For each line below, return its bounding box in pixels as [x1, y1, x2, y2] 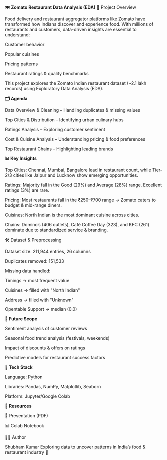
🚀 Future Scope [5, 316, 37, 322]
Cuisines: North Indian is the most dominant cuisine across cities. [5, 212, 140, 218]
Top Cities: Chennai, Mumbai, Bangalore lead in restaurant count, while [5, 167, 151, 173]
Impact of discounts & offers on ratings [5, 345, 86, 351]
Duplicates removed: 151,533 [5, 258, 64, 264]
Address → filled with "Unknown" [5, 297, 74, 303]
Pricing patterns [5, 61, 38, 67]
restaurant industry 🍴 [5, 449, 49, 455]
